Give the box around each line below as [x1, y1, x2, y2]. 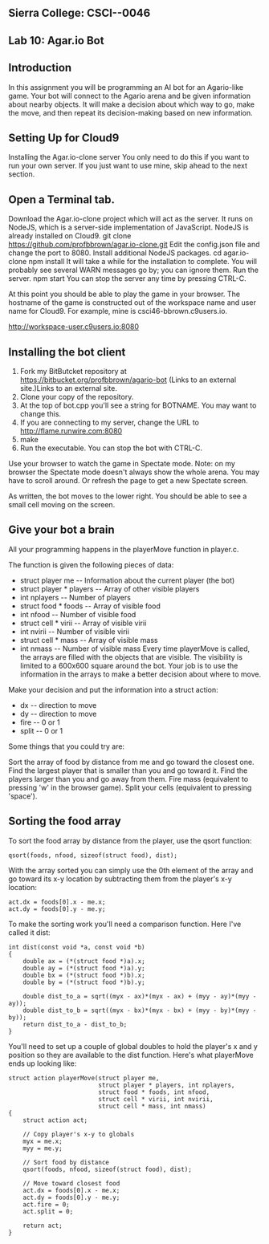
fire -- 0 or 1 [19, 718, 60, 727]
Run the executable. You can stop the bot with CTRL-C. [19, 443, 203, 453]
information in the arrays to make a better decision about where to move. [19, 669, 262, 679]
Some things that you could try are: [8, 742, 125, 751]
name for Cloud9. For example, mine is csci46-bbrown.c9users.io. [8, 307, 227, 316]
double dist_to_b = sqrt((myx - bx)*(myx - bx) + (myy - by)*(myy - [22, 1006, 257, 1014]
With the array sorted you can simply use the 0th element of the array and [8, 865, 254, 875]
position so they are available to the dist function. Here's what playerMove [8, 1050, 255, 1059]
